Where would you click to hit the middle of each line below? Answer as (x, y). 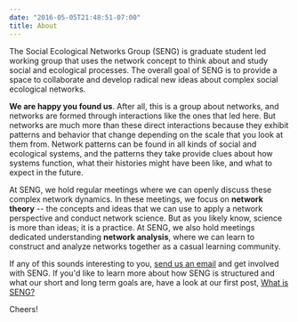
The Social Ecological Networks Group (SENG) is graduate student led (138, 51)
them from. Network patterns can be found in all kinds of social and (133, 144)
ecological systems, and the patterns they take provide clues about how (141, 153)
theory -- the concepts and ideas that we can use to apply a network (136, 208)
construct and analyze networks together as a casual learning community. (145, 246)
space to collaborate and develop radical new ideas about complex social (144, 79)
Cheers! (24, 309)
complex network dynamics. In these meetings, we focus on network (137, 199)
